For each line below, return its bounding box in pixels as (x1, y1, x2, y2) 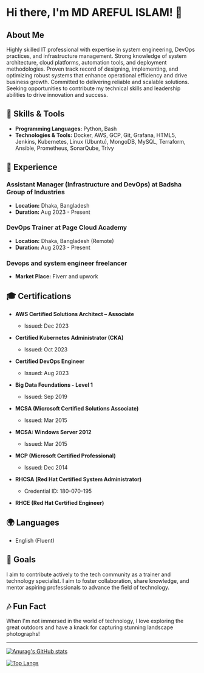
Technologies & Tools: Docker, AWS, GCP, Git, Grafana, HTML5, (15, 131, 177, 139)
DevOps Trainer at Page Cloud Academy (6, 224, 127, 232)
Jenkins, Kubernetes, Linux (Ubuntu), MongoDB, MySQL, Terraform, (15, 138, 186, 145)
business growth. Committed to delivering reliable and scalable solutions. (6, 79, 189, 85)
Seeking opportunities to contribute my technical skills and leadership (6, 85, 181, 92)
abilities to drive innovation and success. (6, 91, 108, 98)
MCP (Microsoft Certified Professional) (15, 452, 117, 459)
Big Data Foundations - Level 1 (15, 381, 93, 389)
